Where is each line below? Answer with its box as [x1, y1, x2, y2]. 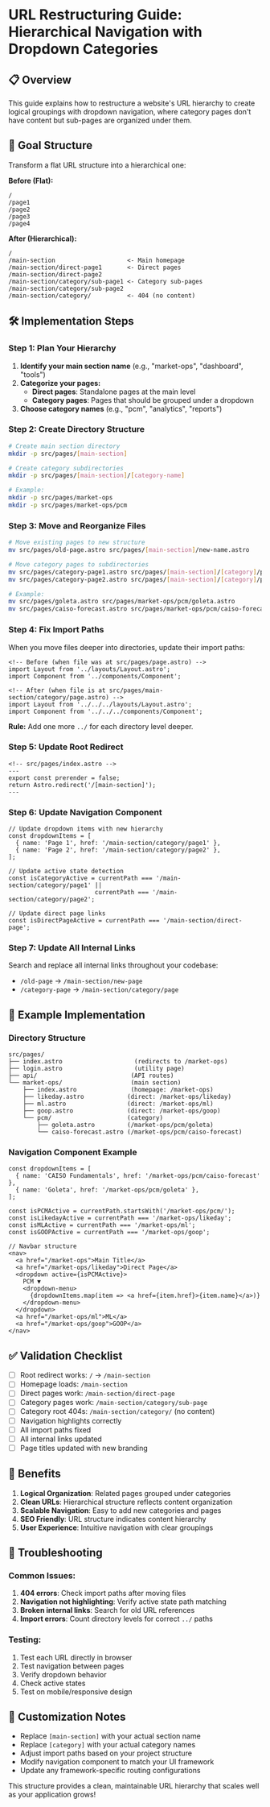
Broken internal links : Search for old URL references [19, 1606, 195, 1615]
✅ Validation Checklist [8, 1349, 123, 1362]
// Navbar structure [8, 1242, 78, 1250]
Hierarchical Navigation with [8, 23, 202, 41]
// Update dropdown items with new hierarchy [8, 825, 163, 833]
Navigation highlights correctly [19, 1415, 122, 1425]
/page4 [8, 219, 31, 227]
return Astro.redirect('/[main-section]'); [8, 781, 157, 789]
